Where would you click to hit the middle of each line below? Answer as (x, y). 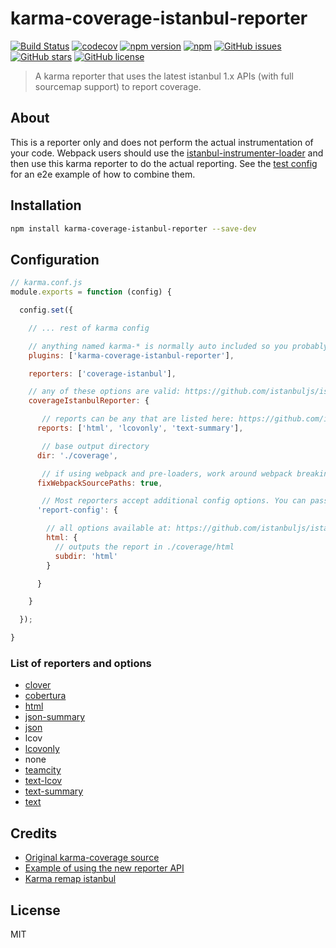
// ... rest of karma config (89, 328)
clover (38, 685)
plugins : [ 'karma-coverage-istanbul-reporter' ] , (131, 355)
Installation (46, 205)
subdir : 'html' (86, 556)
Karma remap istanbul (70, 879)
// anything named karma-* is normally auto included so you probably (178, 346)
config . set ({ (46, 310)
